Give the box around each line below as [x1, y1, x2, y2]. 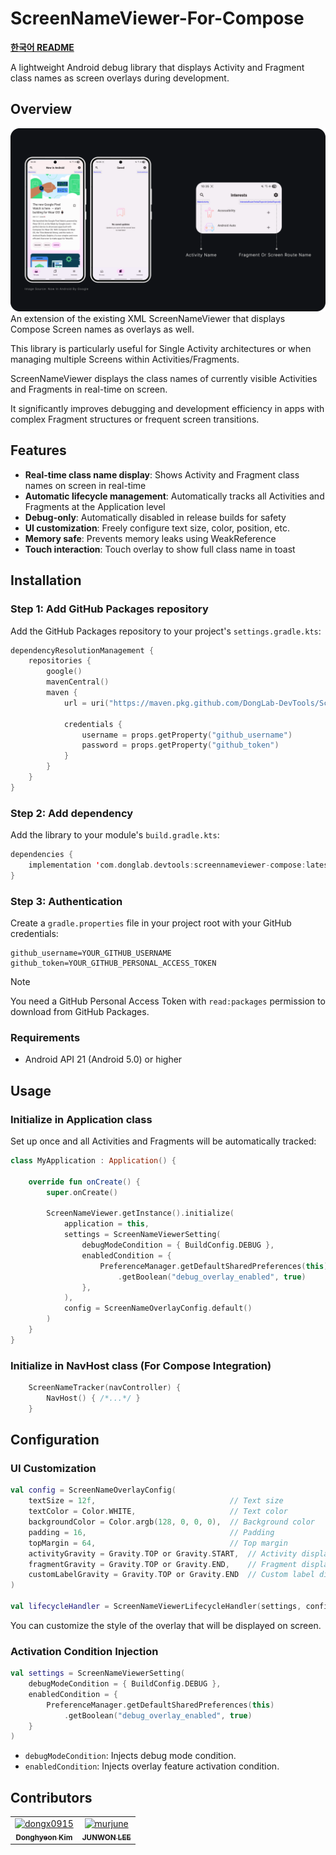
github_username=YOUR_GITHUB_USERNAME [10, 948, 172, 959]
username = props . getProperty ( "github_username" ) [81, 730, 293, 740]
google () [46, 667, 83, 677]
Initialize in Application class [10, 1112, 153, 1126]
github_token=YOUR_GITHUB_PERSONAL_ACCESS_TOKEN [10, 958, 217, 969]
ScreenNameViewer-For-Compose [10, 7, 305, 30]
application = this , [63, 1219, 150, 1229]
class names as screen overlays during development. [10, 72, 230, 84]
